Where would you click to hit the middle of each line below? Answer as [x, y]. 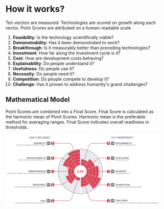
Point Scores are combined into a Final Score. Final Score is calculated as [80, 111]
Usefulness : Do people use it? [43, 68]
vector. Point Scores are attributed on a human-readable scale [68, 27]
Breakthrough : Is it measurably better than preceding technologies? [82, 48]
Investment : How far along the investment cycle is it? [67, 53]
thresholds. [17, 127]
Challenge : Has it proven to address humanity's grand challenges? [80, 84]
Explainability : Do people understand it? [53, 63]
